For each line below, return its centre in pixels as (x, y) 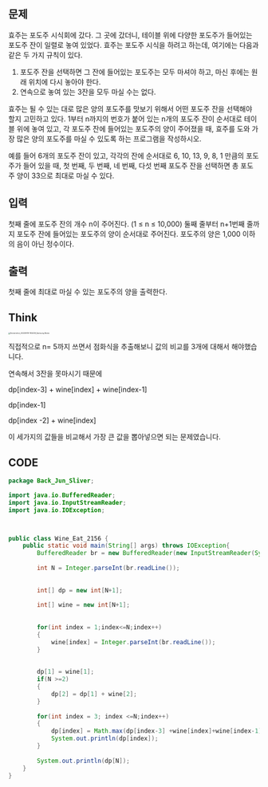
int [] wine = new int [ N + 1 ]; (83, 605)
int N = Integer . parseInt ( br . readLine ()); (108, 569)
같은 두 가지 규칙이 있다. (45, 55)
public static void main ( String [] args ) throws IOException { (126, 546)
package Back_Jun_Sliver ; (51, 481)
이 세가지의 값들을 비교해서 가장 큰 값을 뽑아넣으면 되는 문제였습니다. (114, 437)
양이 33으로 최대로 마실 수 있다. (65, 175)
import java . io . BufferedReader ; (62, 495)
